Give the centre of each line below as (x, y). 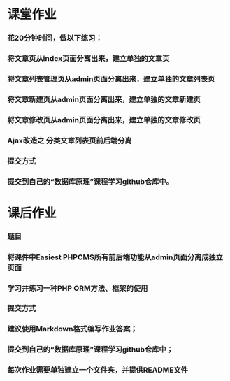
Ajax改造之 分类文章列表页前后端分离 (70, 141)
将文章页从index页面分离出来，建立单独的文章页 (88, 59)
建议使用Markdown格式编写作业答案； (72, 329)
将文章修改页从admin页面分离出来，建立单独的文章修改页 (104, 120)
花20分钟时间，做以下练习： (55, 38)
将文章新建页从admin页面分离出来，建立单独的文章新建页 (104, 99)
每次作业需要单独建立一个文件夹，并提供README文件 (98, 370)
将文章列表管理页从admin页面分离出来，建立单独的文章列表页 (111, 79)
